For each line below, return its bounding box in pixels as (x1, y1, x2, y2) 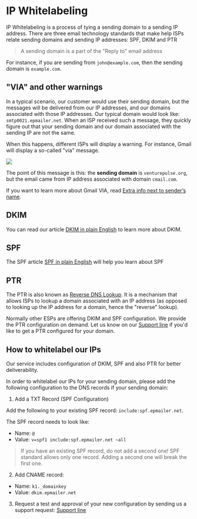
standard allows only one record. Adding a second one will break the (20, 454, 187, 460)
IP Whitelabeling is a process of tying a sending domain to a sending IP (6, 24, 178, 31)
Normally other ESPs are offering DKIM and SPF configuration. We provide (6, 315, 186, 322)
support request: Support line (14, 507, 86, 513)
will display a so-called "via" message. (6, 147, 100, 154)
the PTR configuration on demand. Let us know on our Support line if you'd (6, 321, 188, 328)
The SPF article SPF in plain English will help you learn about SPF (6, 258, 164, 265)
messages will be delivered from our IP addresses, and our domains (6, 104, 171, 111)
